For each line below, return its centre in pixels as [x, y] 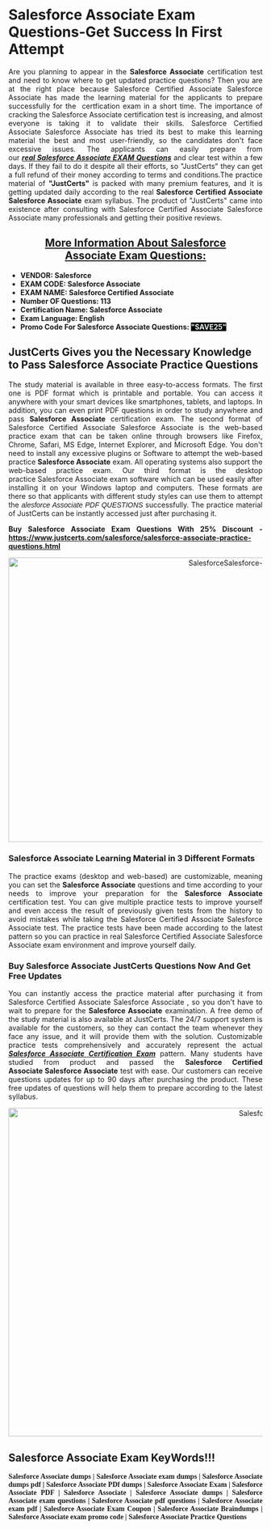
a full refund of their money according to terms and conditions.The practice [135, 175]
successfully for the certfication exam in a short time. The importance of [135, 106]
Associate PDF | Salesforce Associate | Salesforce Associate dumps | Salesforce [135, 1492]
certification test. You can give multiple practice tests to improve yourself [135, 902]
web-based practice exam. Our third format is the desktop [135, 470]
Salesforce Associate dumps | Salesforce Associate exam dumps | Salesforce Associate [135, 1476]
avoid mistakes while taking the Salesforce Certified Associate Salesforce [135, 919]
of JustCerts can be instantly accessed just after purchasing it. [113, 513]
